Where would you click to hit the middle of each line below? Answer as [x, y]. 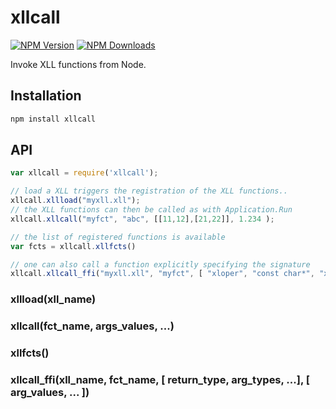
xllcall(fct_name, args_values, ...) [92, 326]
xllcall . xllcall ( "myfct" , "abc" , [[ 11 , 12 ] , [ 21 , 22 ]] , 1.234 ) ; [142, 219]
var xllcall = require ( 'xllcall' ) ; [84, 173]
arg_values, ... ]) [50, 392]
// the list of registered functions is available [118, 237]
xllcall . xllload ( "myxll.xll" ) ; [75, 201]
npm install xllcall [53, 119]
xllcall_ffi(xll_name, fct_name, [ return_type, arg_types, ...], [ [160, 379]
